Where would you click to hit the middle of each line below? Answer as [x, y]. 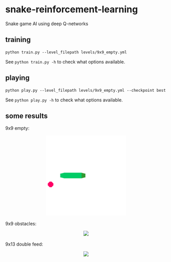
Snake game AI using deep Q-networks [47, 24]
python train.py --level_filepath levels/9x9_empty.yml [66, 52]
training [18, 40]
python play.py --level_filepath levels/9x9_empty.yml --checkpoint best [86, 90]
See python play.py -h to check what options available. [64, 100]
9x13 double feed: [24, 244]
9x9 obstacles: [21, 224]
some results [26, 116]
